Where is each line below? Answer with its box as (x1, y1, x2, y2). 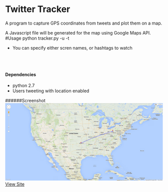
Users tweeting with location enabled (12, 88, 89, 94)
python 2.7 (12, 83, 35, 89)
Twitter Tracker (5, 4, 70, 15)
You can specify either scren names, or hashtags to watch (12, 45, 132, 51)
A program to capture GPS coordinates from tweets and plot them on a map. (5, 20, 162, 26)
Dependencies (5, 71, 36, 77)
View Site (5, 181, 25, 187)
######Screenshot (5, 98, 46, 104)
